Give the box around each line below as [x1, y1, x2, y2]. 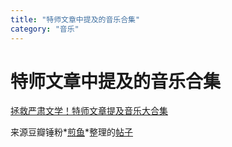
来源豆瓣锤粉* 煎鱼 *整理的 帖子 [10, 126, 134, 138]
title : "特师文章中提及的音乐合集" [10, 14, 141, 25]
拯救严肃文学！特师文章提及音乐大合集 [10, 105, 168, 117]
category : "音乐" [10, 24, 80, 34]
